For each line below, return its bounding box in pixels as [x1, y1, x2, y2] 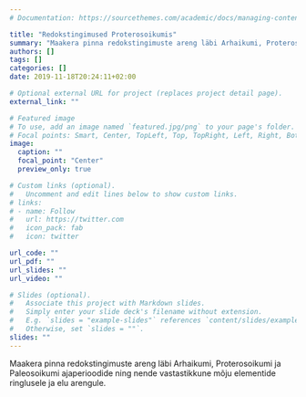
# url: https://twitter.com [9, 215, 125, 225]
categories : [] [9, 64, 67, 73]
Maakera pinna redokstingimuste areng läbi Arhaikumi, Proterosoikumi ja [9, 358, 281, 369]
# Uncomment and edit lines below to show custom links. [9, 189, 239, 199]
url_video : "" [9, 274, 64, 283]
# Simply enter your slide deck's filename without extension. [9, 308, 262, 317]
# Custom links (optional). [9, 181, 117, 190]
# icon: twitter [9, 232, 79, 242]
